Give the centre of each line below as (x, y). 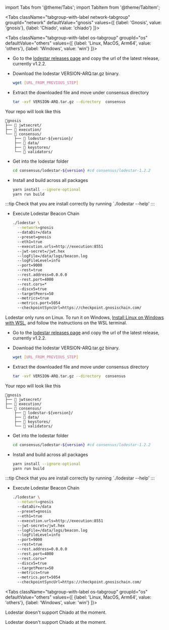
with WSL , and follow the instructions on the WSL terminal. (66, 323)
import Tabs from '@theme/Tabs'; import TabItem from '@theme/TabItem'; (83, 7)
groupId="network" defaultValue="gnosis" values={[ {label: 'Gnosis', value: (83, 23)
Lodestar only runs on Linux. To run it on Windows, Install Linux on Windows (84, 317)
